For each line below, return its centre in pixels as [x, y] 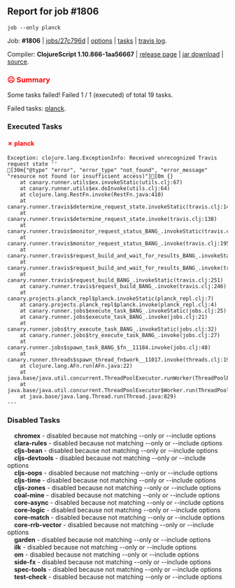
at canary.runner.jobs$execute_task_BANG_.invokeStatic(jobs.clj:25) [123, 311]
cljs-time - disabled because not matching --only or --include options [115, 480]
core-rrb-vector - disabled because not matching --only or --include [114, 524]
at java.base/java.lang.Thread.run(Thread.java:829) [98, 397]
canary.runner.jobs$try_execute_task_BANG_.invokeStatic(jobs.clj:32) [112, 329]
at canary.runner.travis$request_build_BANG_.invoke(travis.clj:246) [123, 287]
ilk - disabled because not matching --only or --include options [105, 547]
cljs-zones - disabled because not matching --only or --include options [117, 487]
